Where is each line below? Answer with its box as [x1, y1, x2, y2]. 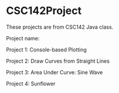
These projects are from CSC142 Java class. [6, 23, 114, 30]
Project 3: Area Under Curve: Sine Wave [6, 68, 103, 75]
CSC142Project [6, 4, 82, 18]
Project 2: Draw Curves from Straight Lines [6, 57, 110, 64]
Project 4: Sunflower [6, 80, 56, 87]
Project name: [6, 35, 40, 42]
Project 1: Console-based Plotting [6, 46, 87, 53]
